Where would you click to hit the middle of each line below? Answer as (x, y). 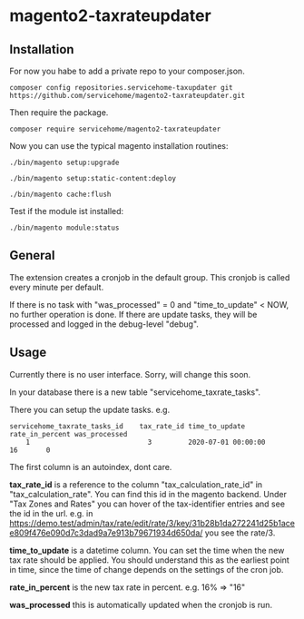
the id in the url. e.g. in (51, 513)
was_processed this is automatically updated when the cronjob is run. (141, 604)
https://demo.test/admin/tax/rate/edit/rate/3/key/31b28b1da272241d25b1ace (152, 523)
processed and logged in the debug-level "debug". (104, 324)
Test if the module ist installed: (67, 211)
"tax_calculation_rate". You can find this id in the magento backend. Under (148, 494)
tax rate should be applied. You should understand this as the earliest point (150, 560)
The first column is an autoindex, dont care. (91, 467)
